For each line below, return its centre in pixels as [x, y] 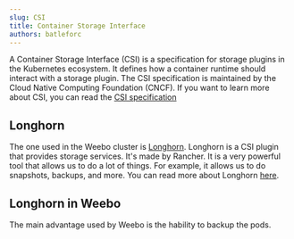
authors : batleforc [46, 34]
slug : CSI [28, 17]
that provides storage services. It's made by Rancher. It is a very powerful [145, 156]
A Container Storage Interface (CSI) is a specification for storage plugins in [147, 60]
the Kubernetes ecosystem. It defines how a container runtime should [138, 69]
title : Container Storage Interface [77, 26]
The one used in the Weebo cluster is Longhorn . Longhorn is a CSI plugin [144, 147]
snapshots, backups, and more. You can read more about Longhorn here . [144, 176]
